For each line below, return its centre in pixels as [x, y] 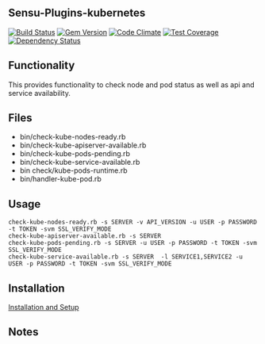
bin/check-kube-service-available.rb [80, 162]
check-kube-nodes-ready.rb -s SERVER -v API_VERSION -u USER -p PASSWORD [133, 222]
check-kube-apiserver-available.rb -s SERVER [84, 236]
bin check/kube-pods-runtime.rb [73, 170]
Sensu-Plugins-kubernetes [77, 13]
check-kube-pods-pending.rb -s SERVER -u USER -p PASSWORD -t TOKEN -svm [133, 243]
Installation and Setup [44, 308]
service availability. [40, 93]
